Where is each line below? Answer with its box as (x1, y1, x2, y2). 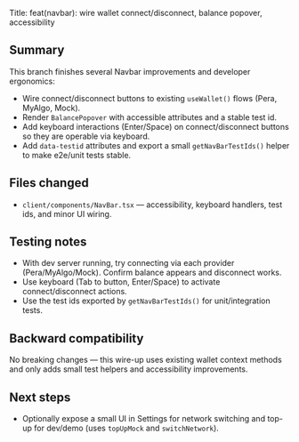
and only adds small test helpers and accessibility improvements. (9, 364, 248, 374)
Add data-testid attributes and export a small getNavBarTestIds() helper (21, 140, 290, 150)
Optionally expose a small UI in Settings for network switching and (21, 414, 265, 424)
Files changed (9, 175, 89, 190)
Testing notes (9, 235, 87, 250)
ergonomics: (9, 76, 55, 86)
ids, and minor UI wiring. (21, 208, 112, 219)
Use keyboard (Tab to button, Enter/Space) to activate (21, 277, 221, 287)
